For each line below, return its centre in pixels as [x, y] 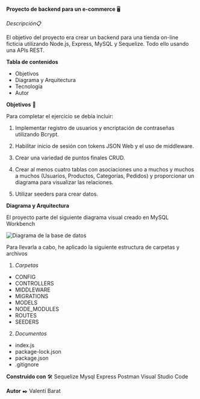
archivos [17, 254]
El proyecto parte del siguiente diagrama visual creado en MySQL [88, 217]
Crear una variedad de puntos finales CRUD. [70, 158]
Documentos [31, 334]
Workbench [20, 224]
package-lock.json [38, 352]
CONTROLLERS [34, 283]
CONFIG [25, 277]
